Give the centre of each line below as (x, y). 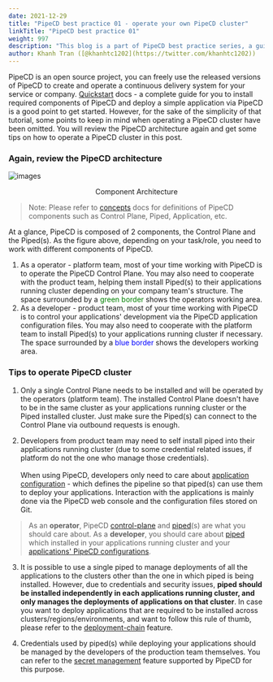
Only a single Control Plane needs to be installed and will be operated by (142, 390)
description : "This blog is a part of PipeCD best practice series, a (130, 46)
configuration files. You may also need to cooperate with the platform (136, 325)
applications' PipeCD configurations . (90, 551)
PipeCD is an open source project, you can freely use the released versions (135, 77)
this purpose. (42, 669)
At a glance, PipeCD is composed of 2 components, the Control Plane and (132, 232)
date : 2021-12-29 (38, 16)
